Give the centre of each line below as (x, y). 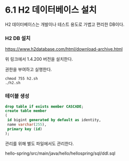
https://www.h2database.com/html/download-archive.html (64, 49)
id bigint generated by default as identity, (54, 120)
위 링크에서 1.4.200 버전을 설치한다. (39, 59)
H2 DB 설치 (18, 38)
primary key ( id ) (25, 129)
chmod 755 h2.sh (21, 79)
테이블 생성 (17, 96)
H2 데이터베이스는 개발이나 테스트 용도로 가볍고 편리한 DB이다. (65, 24)
